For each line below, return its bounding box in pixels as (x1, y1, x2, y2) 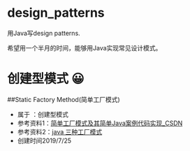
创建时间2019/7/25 (17, 136, 72, 145)
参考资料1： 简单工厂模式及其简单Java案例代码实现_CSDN (17, 119, 183, 127)
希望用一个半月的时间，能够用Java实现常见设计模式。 (7, 43, 162, 52)
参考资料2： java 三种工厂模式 (17, 127, 103, 136)
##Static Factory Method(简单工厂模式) (7, 95, 120, 103)
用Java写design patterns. (7, 29, 80, 37)
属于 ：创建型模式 (17, 110, 68, 118)
